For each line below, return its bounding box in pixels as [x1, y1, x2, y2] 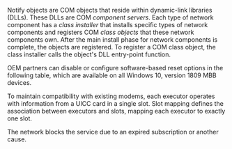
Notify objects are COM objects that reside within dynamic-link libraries [7, 6, 212, 14]
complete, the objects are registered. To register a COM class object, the [7, 43, 216, 51]
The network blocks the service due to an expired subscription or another [7, 128, 219, 136]
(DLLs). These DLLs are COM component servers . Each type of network [7, 13, 214, 22]
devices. [7, 79, 32, 86]
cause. [7, 135, 26, 143]
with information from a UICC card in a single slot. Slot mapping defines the [7, 100, 224, 107]
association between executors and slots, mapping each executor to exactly [7, 107, 226, 115]
